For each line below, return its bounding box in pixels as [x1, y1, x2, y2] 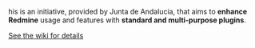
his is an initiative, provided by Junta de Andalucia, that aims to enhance [8, 7, 248, 16]
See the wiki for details [8, 31, 84, 40]
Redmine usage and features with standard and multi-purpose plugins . [8, 15, 246, 25]
